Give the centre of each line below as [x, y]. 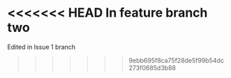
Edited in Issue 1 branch [41, 47]
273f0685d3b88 [152, 68]
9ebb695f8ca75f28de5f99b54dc [177, 60]
